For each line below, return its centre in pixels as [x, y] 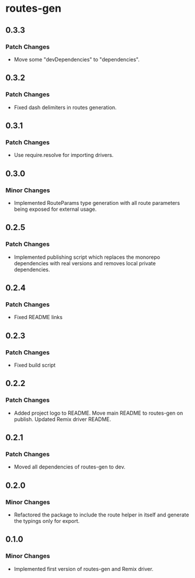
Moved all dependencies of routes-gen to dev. [70, 467]
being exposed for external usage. [55, 209]
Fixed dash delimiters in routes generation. [65, 107]
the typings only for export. [47, 521]
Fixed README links [38, 317]
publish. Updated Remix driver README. [62, 419]
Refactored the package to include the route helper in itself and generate [101, 515]
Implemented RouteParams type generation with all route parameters [97, 203]
